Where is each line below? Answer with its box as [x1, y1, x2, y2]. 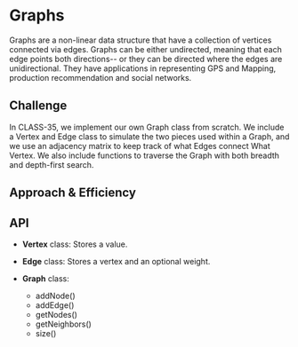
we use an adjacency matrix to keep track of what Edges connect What [9, 140, 270, 151]
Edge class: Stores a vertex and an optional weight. [21, 256, 211, 266]
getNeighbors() [35, 319, 92, 329]
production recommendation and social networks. [9, 72, 192, 83]
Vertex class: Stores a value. [21, 239, 128, 249]
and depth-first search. [9, 159, 94, 170]
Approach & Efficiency [9, 185, 136, 201]
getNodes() [35, 309, 78, 319]
